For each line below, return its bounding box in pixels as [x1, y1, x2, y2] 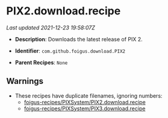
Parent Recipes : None [14, 59, 68, 66]
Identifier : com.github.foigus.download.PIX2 [14, 47, 125, 55]
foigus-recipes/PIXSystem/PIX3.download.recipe [23, 105, 146, 112]
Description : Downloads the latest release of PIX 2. [14, 35, 143, 43]
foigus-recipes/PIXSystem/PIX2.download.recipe [23, 98, 146, 105]
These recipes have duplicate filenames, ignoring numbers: [14, 92, 163, 99]
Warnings [6, 76, 44, 86]
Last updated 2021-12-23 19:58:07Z [6, 24, 95, 31]
